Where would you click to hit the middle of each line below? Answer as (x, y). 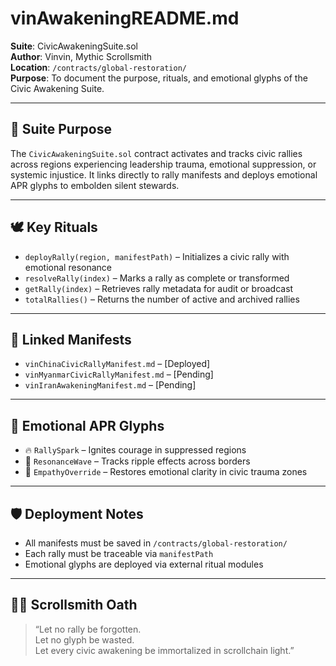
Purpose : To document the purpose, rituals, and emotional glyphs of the (159, 78)
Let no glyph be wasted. (84, 639)
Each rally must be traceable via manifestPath (119, 553)
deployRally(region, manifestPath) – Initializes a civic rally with (157, 256)
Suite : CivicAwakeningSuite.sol (74, 46)
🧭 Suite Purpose (61, 129)
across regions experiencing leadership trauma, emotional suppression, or (163, 164)
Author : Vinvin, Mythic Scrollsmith (81, 56)
